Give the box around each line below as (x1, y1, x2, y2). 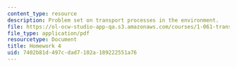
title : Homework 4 (7, 43, 61, 50)
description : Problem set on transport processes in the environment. (7, 17, 219, 24)
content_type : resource (7, 10, 78, 17)
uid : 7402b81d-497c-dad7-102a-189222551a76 (7, 50, 138, 57)
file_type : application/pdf (7, 29, 90, 37)
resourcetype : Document (7, 36, 78, 43)
